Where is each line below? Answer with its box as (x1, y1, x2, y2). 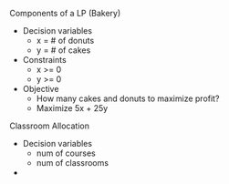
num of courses (36, 148, 96, 158)
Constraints (22, 55, 67, 65)
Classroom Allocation (9, 120, 89, 131)
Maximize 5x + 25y (36, 103, 109, 113)
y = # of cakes (36, 45, 91, 56)
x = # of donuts (36, 36, 95, 46)
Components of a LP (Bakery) (9, 8, 121, 18)
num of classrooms (36, 158, 109, 168)
